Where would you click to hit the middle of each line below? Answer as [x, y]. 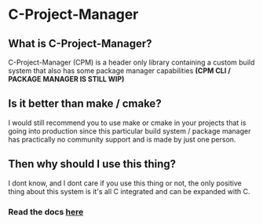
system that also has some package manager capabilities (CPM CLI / [120, 71]
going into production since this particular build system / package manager [130, 130]
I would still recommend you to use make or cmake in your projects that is [127, 123]
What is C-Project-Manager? [80, 44]
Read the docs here [46, 211]
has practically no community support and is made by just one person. [122, 139]
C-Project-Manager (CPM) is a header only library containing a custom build [131, 62]
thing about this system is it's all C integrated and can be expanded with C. [129, 191]
